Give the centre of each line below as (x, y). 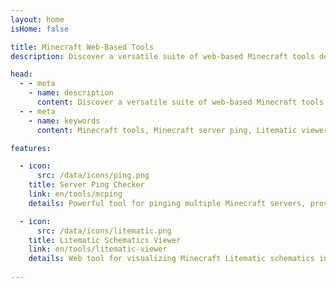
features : (31, 148)
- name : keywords (64, 121)
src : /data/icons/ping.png (93, 176)
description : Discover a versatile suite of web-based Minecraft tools (162, 56)
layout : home (37, 19)
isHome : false (40, 29)
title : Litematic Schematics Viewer (105, 240)
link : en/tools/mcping (75, 194)
